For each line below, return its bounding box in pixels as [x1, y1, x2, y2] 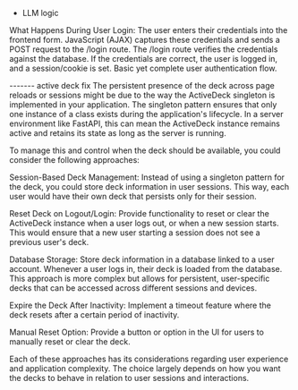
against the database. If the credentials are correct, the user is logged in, [9, 54, 278, 64]
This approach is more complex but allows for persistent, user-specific [9, 273, 270, 284]
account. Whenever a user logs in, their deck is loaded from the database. [9, 264, 283, 274]
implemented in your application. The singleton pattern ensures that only [9, 99, 277, 110]
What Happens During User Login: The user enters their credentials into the [9, 25, 288, 35]
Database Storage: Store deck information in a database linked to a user [9, 254, 275, 265]
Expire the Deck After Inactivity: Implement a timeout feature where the [9, 300, 271, 310]
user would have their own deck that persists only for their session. [9, 191, 257, 201]
